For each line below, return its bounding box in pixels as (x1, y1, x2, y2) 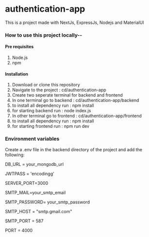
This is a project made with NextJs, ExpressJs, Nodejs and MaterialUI (5, 20, 144, 25)
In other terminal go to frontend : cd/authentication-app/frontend (12, 113, 142, 119)
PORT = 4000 (5, 227, 33, 233)
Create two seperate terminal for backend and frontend (12, 92, 123, 98)
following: (5, 152, 25, 158)
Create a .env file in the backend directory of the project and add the (5, 146, 142, 152)
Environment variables (5, 136, 60, 142)
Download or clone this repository (12, 82, 80, 88)
